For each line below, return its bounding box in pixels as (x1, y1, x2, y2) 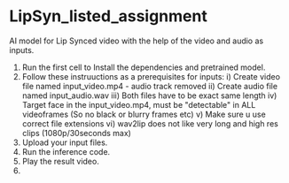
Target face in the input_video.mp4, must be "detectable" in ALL (21, 99, 256, 110)
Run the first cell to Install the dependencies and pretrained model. (21, 62, 266, 72)
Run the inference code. (21, 146, 111, 156)
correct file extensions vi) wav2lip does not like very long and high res (21, 118, 279, 129)
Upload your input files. (21, 137, 108, 148)
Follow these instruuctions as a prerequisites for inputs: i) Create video (21, 71, 281, 81)
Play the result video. (21, 156, 99, 166)
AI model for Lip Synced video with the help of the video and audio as (9, 35, 264, 46)
